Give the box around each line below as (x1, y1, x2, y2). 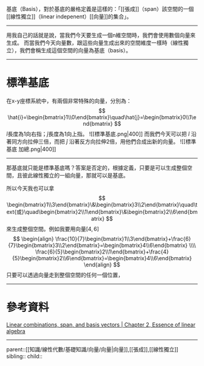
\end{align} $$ (84, 261, 120, 268)
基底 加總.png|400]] (6, 145, 56, 153)
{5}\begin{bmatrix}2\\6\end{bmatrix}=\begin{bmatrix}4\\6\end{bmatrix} (12, 254, 192, 261)
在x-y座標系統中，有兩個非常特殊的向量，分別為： (6, 97, 132, 105)
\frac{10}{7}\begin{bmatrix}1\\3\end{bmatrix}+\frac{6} (55, 235, 191, 242)
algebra (6, 327, 25, 334)
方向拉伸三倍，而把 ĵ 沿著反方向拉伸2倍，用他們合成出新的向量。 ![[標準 (16, 137, 196, 145)
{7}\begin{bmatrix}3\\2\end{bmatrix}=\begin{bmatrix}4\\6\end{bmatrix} (8, 241, 188, 249)
